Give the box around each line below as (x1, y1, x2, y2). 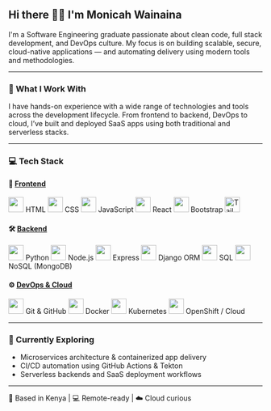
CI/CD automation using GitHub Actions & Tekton (19, 361, 183, 371)
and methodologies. (8, 55, 75, 65)
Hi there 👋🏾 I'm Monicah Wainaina (8, 8, 182, 22)
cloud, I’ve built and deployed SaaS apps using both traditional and (8, 119, 231, 129)
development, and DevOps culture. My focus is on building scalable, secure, (8, 38, 262, 48)
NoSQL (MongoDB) (8, 261, 73, 271)
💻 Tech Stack (8, 155, 65, 167)
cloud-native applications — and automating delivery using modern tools (8, 46, 250, 57)
